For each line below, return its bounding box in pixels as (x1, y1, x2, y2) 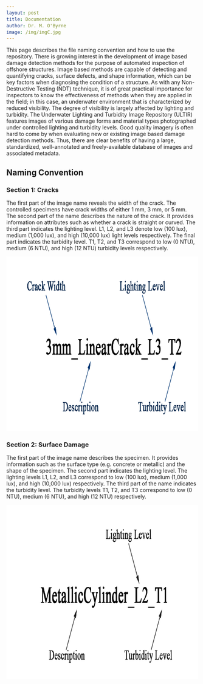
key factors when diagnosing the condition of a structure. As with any (6, 79, 181, 86)
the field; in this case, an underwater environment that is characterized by (6, 98, 191, 106)
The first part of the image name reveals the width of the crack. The (6, 199, 176, 207)
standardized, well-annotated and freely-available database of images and (6, 143, 193, 151)
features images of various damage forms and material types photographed (6, 117, 196, 125)
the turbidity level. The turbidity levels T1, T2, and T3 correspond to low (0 (6, 487, 193, 494)
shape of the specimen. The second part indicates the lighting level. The (6, 467, 188, 474)
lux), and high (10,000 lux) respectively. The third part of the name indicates (6, 480, 196, 487)
